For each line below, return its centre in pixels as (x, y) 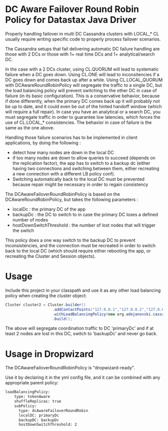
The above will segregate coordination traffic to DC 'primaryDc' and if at (79, 328)
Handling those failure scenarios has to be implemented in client (71, 137)
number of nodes (30, 220)
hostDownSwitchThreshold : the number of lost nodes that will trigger (84, 225)
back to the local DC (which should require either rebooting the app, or (78, 251)
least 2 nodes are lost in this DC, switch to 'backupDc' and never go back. (81, 334)
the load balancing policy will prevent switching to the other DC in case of (81, 90)
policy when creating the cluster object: (46, 295)
